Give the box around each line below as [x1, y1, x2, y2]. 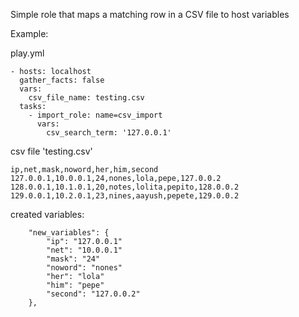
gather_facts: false [19, 75, 105, 85]
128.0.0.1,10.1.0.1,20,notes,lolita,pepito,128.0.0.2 [10, 182, 240, 192]
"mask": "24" [46, 254, 101, 264]
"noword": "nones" [46, 263, 123, 273]
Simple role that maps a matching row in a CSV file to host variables [10, 9, 290, 20]
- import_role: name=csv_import [28, 110, 163, 120]
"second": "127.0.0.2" [46, 289, 141, 299]
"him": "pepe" [46, 280, 105, 290]
